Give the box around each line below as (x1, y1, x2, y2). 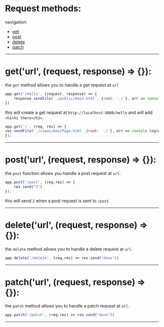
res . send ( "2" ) (14, 184, 42, 189)
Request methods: (5, 3, 82, 14)
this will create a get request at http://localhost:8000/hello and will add (5, 109, 153, 115)
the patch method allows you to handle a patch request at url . (5, 303, 129, 309)
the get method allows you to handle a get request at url (5, 82, 119, 88)
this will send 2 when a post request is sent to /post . (5, 197, 110, 203)
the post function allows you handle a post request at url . (5, 171, 121, 176)
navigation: (5, 19, 28, 25)
